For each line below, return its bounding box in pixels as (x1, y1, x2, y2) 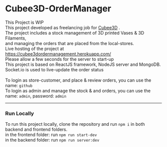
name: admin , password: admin (5, 93, 67, 99)
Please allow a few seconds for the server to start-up (5, 56, 114, 62)
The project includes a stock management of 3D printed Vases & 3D (5, 30, 145, 36)
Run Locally (5, 110, 34, 117)
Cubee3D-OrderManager (5, 3, 111, 14)
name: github (5, 82, 33, 88)
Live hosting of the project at (5, 46, 64, 51)
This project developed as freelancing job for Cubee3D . (5, 24, 120, 30)
